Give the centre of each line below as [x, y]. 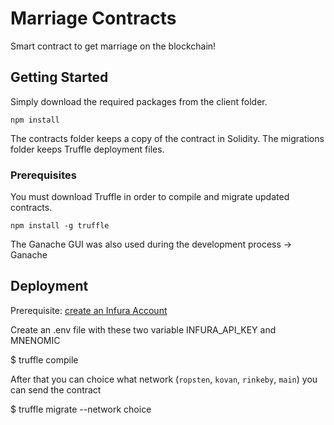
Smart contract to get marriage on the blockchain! [113, 46]
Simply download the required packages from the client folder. [139, 101]
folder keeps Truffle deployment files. [87, 149]
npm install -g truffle [60, 226]
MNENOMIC [35, 340]
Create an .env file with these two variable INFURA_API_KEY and [143, 329]
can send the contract [56, 389]
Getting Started [59, 77]
